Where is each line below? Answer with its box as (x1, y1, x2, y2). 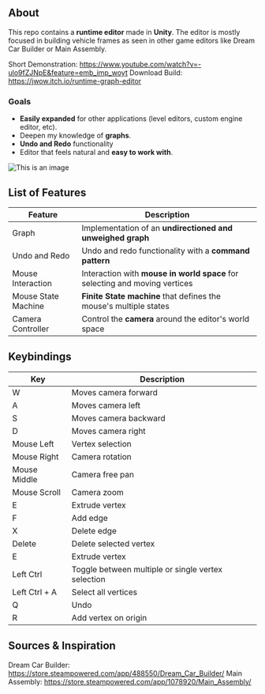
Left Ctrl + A (12, 587, 58, 598)
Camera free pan (71, 469, 134, 480)
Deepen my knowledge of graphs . (19, 130, 132, 141)
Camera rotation (71, 451, 132, 462)
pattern (81, 255, 110, 266)
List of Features (8, 186, 87, 199)
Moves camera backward (71, 413, 166, 424)
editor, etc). (19, 123, 58, 132)
